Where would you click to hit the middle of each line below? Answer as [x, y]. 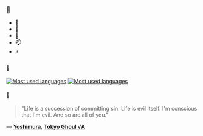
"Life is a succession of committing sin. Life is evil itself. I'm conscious [109, 108]
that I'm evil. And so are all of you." [65, 115]
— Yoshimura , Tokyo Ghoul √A [46, 126]
